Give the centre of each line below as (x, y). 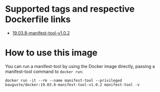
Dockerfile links (38, 19)
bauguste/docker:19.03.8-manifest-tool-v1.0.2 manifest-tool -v (72, 85)
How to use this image (51, 53)
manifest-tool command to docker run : (44, 71)
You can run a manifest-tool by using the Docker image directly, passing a (80, 66)
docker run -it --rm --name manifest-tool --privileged (64, 80)
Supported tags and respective (70, 9)
